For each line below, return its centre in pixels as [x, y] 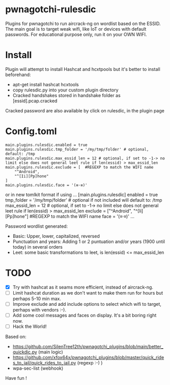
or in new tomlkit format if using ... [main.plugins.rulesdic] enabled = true [82, 195]
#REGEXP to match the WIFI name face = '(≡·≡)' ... [82, 216]
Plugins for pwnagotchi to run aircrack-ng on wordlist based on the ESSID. [83, 23]
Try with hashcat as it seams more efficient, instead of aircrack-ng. [83, 287]
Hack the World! [30, 326]
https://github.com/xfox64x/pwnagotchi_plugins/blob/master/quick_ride [88, 357]
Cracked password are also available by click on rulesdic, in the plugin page [85, 110]
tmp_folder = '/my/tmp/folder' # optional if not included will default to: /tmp [84, 200]
